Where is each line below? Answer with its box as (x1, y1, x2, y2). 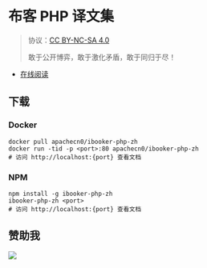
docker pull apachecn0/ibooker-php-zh (8, 138, 138, 146)
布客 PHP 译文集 (8, 7, 115, 26)
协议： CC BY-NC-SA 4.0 (27, 35, 110, 45)
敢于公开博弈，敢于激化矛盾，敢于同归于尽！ (27, 52, 177, 62)
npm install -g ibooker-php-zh (8, 190, 113, 198)
